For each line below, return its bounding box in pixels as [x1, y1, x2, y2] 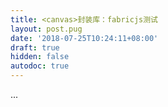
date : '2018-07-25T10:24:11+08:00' [10, 33, 159, 43]
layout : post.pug [10, 24, 83, 34]
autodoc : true [10, 61, 70, 71]
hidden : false [10, 52, 70, 62]
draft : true [10, 42, 60, 53]
